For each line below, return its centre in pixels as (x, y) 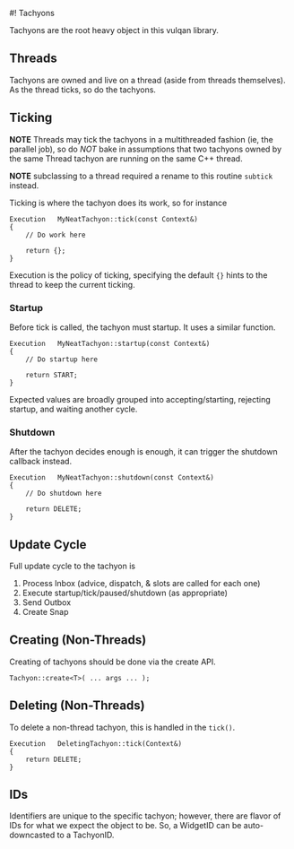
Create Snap (45, 612)
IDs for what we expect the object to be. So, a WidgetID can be (125, 826)
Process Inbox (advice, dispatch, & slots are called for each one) (141, 584)
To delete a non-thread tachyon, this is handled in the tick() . (122, 727)
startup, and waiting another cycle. (73, 409)
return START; (52, 375)
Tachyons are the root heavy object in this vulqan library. (114, 30)
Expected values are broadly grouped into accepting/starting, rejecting (140, 399)
